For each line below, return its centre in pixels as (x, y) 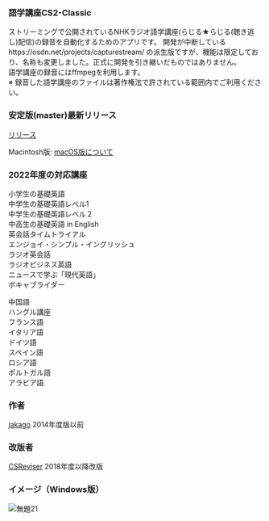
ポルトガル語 (29, 372)
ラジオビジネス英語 (40, 264)
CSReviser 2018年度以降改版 (56, 467)
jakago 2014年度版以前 (46, 425)
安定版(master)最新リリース (62, 116)
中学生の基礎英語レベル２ (51, 214)
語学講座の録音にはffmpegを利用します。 (77, 72)
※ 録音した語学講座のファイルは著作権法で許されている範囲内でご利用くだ (132, 82)
